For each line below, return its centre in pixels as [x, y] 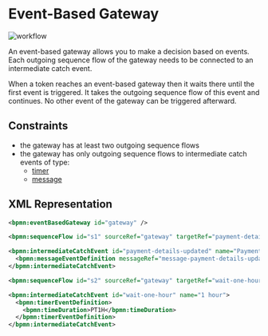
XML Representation [61, 204]
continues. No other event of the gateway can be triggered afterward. [122, 101]
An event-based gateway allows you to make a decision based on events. [129, 51]
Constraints [38, 126]
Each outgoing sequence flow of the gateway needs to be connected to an [131, 60]
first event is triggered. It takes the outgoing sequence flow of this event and [134, 92]
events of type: [45, 162]
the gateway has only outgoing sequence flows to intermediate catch [133, 153]
